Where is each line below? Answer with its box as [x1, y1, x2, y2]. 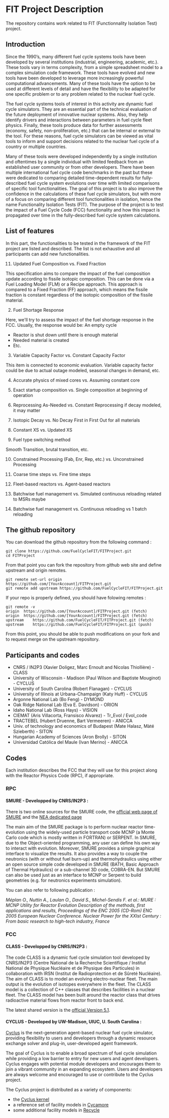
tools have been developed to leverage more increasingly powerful [6, 75, 144, 81]
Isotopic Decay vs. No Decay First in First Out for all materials [13, 417, 140, 423]
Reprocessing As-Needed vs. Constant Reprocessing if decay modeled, [13, 402, 162, 408]
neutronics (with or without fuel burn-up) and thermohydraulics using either [6, 856, 162, 862]
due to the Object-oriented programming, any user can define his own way [6, 840, 160, 846]
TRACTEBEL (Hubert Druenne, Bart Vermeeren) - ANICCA [13, 718, 133, 724]
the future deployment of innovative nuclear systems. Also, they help [6, 111, 148, 117]
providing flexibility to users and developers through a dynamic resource [6, 1035, 156, 1041]
